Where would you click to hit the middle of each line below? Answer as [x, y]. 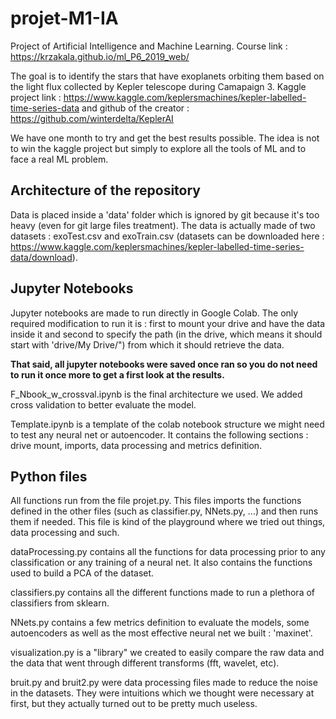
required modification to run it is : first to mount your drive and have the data [168, 323]
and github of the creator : [135, 108]
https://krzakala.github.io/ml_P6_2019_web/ [100, 56]
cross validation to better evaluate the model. [103, 404]
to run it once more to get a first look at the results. [117, 374]
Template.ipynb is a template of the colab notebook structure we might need [167, 424]
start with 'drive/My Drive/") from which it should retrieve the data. [147, 344]
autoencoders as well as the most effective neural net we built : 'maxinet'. [161, 633]
